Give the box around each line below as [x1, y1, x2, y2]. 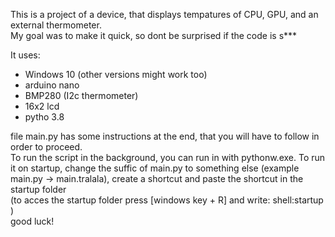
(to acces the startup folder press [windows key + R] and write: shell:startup [10, 194, 324, 206]
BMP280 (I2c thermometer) [24, 90, 139, 101]
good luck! [10, 215, 55, 227]
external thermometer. [10, 19, 102, 31]
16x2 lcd [24, 100, 60, 112]
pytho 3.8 [24, 111, 65, 123]
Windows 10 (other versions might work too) [24, 69, 208, 80]
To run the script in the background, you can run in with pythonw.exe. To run [10, 152, 326, 163]
